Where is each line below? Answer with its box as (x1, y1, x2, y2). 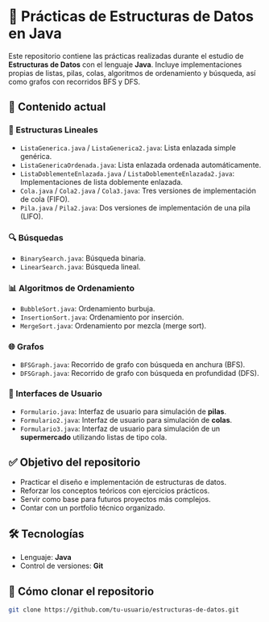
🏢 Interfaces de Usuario (8, 388, 102, 399)
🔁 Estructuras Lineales (8, 124, 98, 136)
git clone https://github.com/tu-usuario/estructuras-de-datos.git (8, 606, 240, 614)
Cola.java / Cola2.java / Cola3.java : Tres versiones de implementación (19, 186, 256, 195)
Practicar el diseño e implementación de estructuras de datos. (19, 477, 227, 486)
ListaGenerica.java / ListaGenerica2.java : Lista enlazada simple (19, 143, 236, 152)
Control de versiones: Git (19, 561, 104, 571)
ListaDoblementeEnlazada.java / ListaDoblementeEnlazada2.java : (19, 169, 235, 178)
